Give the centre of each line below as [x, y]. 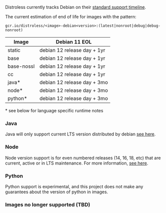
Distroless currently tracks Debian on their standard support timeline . [76, 7]
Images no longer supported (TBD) [48, 205]
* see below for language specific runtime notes [54, 110]
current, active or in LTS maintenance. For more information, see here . [77, 163]
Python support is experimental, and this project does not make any [74, 186]
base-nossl [21, 66]
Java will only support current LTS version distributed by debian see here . [81, 134]
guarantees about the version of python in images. [56, 192]
